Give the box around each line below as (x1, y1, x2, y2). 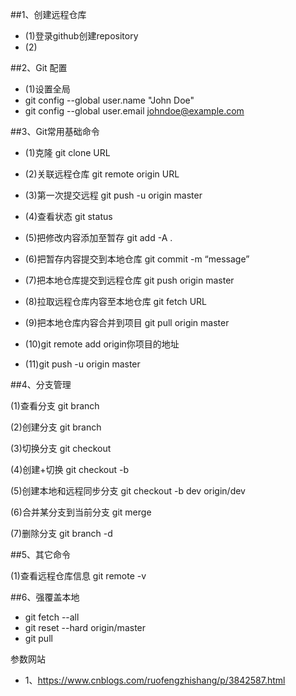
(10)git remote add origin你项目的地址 (24, 338, 180, 350)
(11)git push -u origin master (24, 358, 141, 370)
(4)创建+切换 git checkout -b (10, 464, 129, 475)
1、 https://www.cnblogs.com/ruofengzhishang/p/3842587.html (24, 674, 286, 686)
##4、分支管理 (10, 379, 72, 390)
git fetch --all (24, 611, 80, 623)
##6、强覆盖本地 (10, 591, 80, 603)
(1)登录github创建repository (24, 30, 139, 42)
